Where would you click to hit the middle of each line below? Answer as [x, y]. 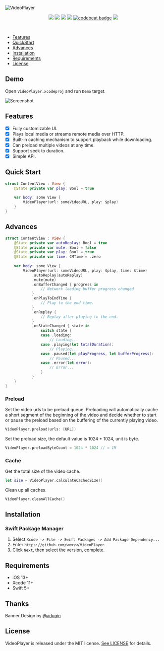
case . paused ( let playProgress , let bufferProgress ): [97, 354]
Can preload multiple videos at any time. [54, 145]
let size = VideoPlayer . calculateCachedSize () [54, 480]
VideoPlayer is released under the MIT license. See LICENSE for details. [78, 643]
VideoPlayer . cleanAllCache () [35, 499]
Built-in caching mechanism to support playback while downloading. [82, 140]
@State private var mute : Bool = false [55, 248]
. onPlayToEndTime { [52, 298]
